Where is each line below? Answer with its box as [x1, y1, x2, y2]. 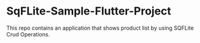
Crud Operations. [6, 30, 50, 38]
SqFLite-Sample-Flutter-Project [6, 4, 172, 18]
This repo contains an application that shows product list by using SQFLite [6, 24, 194, 31]
